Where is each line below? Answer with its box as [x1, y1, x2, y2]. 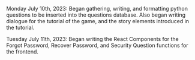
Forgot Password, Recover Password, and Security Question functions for [6, 42, 188, 49]
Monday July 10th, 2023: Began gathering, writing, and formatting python [6, 5, 188, 12]
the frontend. [6, 48, 39, 55]
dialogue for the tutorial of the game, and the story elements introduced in [6, 18, 190, 24]
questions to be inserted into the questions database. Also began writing [6, 11, 186, 18]
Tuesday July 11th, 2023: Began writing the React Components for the [6, 36, 179, 42]
